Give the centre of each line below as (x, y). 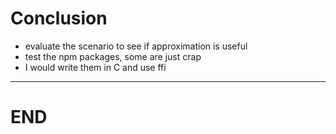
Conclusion (59, 18)
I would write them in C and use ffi (95, 67)
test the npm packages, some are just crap (113, 56)
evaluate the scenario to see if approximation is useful (136, 46)
